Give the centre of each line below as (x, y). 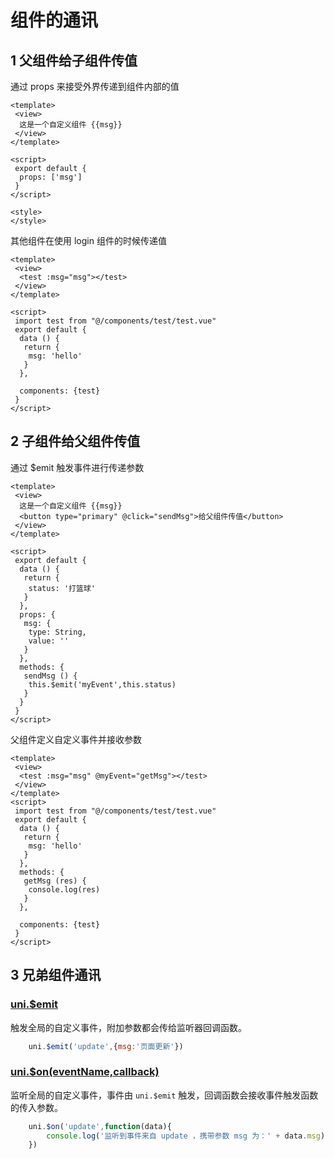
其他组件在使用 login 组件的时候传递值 (88, 240)
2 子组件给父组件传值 (75, 441)
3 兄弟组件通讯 (56, 975)
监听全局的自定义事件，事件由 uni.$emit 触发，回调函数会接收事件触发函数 (164, 1095)
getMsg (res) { (55, 881)
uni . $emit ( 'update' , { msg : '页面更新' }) (106, 1046)
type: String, (57, 632)
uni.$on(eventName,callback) (85, 1072)
